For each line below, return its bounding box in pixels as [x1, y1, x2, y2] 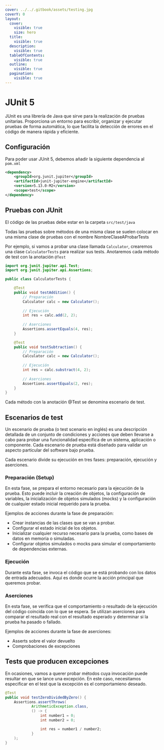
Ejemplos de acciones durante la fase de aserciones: [5, 629, 112, 635]
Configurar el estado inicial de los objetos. [12, 525, 98, 531]
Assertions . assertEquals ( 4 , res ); [23, 327, 93, 332]
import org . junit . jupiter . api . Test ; [5, 263, 80, 268]
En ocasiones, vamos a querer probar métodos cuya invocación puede [5, 670, 148, 676]
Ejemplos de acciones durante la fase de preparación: [5, 510, 114, 516]
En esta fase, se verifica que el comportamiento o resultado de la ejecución [5, 603, 158, 609]
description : [9, 44, 36, 49]
